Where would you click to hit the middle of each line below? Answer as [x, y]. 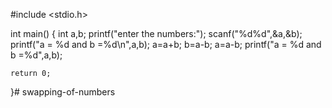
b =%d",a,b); [36, 55]
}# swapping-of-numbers [63, 92]
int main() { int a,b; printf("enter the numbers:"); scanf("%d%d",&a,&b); [156, 33]
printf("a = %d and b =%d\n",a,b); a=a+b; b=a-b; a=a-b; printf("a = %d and [166, 44]
